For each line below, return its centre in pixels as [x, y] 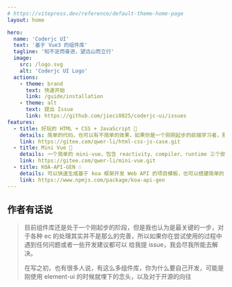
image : [23, 58]
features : [21, 122]
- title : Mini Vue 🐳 [43, 148]
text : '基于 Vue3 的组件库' [50, 46]
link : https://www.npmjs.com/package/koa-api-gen [93, 180]
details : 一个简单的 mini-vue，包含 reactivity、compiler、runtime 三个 [120, 155]
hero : [15, 32]
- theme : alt [38, 103]
